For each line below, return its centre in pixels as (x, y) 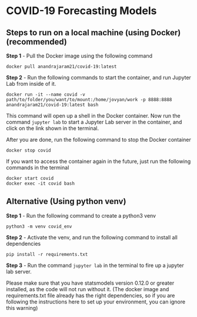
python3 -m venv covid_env (39, 226)
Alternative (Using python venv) (66, 201)
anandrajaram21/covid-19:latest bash (52, 105)
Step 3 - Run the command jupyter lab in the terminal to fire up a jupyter (95, 265)
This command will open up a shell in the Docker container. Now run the (93, 116)
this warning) (22, 308)
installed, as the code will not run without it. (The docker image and (88, 289)
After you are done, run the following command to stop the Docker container (98, 140)
